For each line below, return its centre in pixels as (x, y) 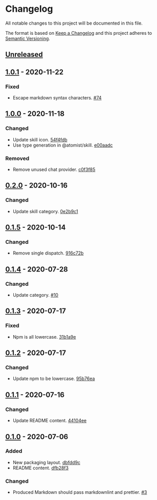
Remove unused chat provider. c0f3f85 (54, 169)
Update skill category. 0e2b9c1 (45, 211)
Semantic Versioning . (28, 38)
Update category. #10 (36, 295)
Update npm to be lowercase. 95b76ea (54, 379)
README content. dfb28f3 (41, 468)
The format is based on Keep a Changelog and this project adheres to (79, 33)
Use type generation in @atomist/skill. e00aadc (63, 145)
